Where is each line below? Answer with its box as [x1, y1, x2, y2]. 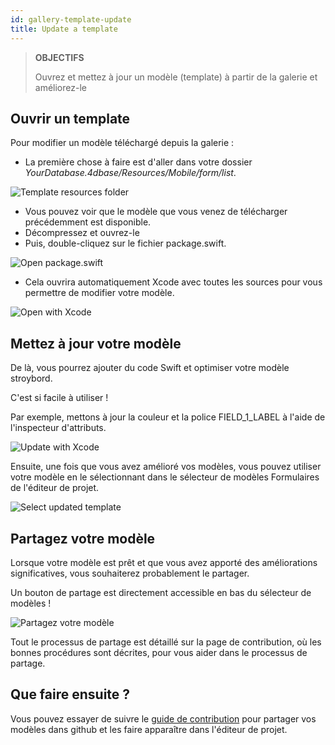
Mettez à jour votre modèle [10, 335, 182, 352]
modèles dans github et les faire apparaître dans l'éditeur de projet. [10, 723, 288, 735]
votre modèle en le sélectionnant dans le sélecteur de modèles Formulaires [10, 471, 320, 483]
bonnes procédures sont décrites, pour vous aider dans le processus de [10, 646, 308, 658]
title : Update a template [10, 24, 118, 34]
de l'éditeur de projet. [10, 482, 100, 494]
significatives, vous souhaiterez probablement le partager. [10, 567, 250, 579]
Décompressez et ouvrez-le [24, 227, 140, 239]
